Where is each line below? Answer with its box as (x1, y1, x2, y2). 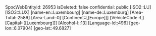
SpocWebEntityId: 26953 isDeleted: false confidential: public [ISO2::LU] (5, 4, 152, 10)
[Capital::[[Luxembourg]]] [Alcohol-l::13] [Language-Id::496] (5, 20, 128, 26)
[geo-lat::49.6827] (33, 25, 71, 31)
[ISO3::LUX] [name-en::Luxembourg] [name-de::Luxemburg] (5, 9, 129, 15)
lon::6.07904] (5, 25, 33, 31)
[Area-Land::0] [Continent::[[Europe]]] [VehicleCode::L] (31, 15, 145, 20)
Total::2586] (5, 15, 30, 20)
